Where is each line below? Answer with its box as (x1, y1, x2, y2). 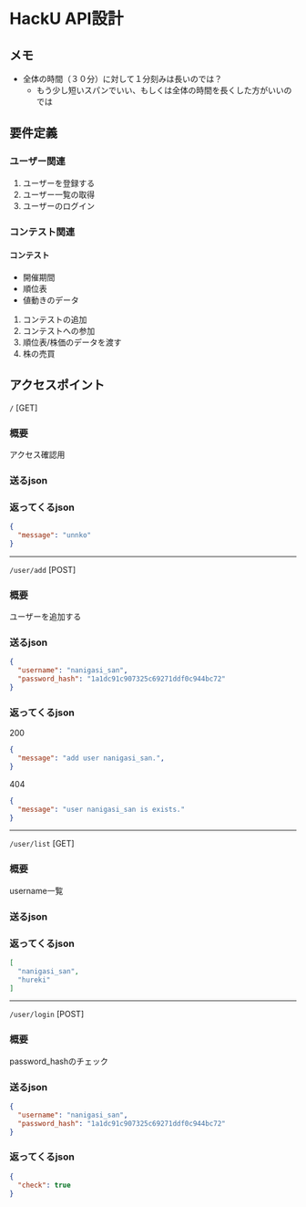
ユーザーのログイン (22, 200, 96, 211)
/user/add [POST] (9, 564, 76, 575)
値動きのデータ (22, 294, 79, 306)
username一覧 (9, 885, 64, 896)
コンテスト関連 (9, 225, 76, 238)
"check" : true (17, 1181, 71, 1190)
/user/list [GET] (9, 838, 75, 849)
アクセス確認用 (9, 449, 66, 460)
